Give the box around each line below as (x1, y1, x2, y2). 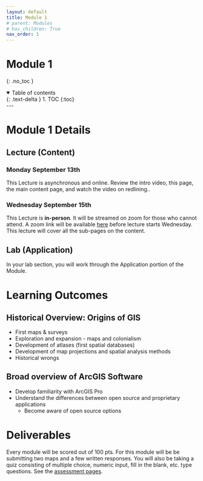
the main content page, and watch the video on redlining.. (6, 185, 150, 192)
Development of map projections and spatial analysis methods (15, 348, 171, 355)
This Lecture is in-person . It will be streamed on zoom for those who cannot (6, 214, 197, 221)
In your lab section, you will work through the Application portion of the (6, 261, 184, 268)
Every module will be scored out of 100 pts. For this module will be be (6, 448, 180, 456)
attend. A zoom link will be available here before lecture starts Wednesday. (6, 221, 193, 228)
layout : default (6, 8, 47, 15)
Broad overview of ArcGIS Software (6, 371, 144, 382)
